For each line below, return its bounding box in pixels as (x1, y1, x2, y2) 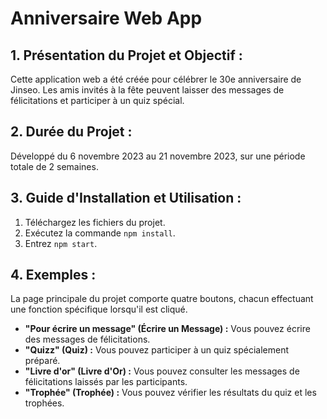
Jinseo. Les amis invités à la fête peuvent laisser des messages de (10, 84, 285, 96)
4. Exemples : (10, 267, 97, 284)
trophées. (24, 397, 65, 409)
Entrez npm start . (24, 237, 98, 249)
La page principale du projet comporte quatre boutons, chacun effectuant (10, 293, 314, 305)
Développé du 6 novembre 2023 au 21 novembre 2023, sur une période (10, 150, 306, 162)
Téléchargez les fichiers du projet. (24, 216, 166, 228)
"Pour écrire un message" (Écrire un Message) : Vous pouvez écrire (24, 323, 311, 335)
